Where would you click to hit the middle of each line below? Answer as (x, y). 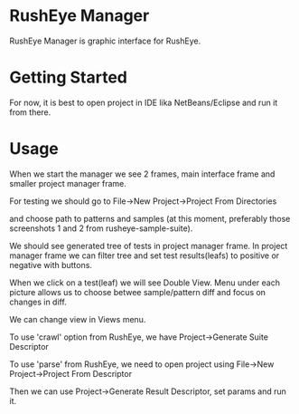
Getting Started (69, 77)
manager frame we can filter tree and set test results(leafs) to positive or (145, 255)
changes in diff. (38, 302)
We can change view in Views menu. (78, 319)
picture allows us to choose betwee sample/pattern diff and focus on (138, 292)
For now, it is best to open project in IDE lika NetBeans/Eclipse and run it (144, 102)
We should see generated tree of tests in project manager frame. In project (149, 246)
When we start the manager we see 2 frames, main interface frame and (142, 174)
